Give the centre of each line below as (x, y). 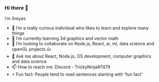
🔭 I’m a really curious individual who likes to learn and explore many (80, 28)
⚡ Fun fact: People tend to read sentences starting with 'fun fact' (77, 74)
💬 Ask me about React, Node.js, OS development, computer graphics (81, 56)
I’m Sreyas (15, 19)
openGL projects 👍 (31, 49)
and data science (29, 61)
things (18, 33)
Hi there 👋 (17, 8)
